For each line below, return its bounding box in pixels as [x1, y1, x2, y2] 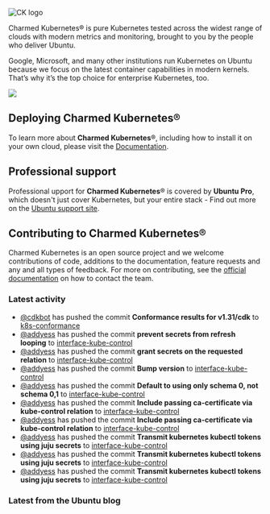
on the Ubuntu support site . [8, 203, 100, 213]
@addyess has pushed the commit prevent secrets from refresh [19, 329, 236, 338]
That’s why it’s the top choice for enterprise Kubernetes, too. [8, 73, 210, 82]
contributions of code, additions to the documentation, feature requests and [8, 256, 260, 266]
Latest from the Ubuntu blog [8, 495, 121, 506]
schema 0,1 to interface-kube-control [19, 389, 145, 399]
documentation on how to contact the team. [8, 274, 154, 284]
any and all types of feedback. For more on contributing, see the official [8, 265, 247, 275]
